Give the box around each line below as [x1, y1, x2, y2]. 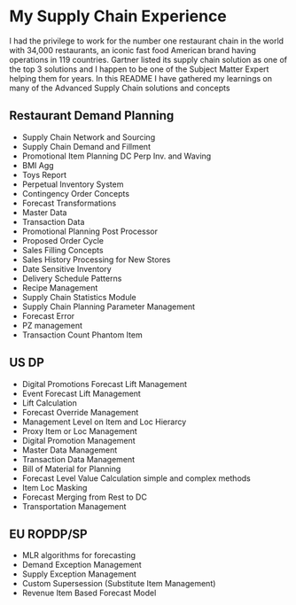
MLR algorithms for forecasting [21, 550, 136, 561]
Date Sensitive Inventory [21, 263, 113, 274]
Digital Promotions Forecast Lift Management [21, 378, 188, 389]
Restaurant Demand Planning [9, 108, 175, 123]
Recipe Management [21, 282, 98, 293]
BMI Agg [21, 159, 55, 170]
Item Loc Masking [21, 482, 88, 493]
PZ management [21, 320, 82, 330]
